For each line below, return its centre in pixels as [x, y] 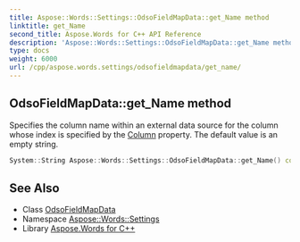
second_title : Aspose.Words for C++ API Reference [105, 34]
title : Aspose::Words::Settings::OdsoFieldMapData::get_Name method [139, 17]
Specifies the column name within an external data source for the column [144, 125]
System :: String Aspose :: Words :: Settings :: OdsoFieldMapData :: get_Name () [145, 160]
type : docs [29, 51]
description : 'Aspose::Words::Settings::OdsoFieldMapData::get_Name [139, 42]
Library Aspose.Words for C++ [79, 229]
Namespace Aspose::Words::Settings [91, 219]
